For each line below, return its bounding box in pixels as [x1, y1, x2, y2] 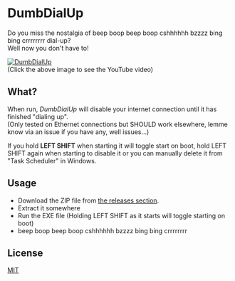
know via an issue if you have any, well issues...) [7, 127, 150, 136]
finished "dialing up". [7, 112, 69, 121]
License [7, 247, 43, 259]
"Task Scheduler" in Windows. [7, 156, 97, 165]
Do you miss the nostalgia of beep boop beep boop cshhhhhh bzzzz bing [7, 29, 223, 37]
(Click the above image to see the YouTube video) [7, 65, 154, 73]
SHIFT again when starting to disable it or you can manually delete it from [7, 148, 223, 158]
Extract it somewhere [17, 203, 80, 212]
